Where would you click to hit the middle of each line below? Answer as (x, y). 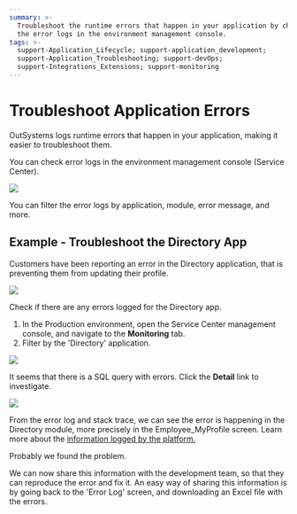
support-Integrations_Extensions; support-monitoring (118, 67)
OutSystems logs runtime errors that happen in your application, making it (144, 135)
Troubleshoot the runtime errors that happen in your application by (148, 26)
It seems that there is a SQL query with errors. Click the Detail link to (134, 377)
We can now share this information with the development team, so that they (147, 473)
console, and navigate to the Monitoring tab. (103, 333)
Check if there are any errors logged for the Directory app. (116, 307)
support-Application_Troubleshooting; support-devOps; (120, 58)
